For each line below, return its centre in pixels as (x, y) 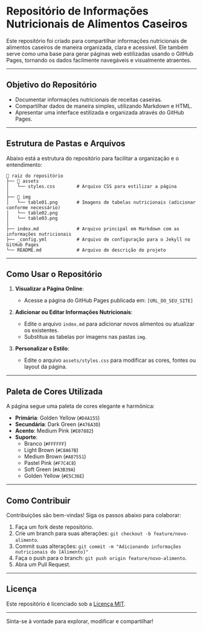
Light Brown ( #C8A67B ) (51, 450)
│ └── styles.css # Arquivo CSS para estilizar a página (92, 186)
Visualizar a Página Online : (49, 289)
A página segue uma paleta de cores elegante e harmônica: (81, 406)
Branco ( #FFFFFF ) (45, 444)
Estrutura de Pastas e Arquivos (66, 144)
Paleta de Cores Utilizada (54, 391)
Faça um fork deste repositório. (54, 527)
